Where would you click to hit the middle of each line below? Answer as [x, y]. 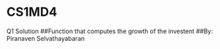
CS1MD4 [32, 12]
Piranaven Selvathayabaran [45, 38]
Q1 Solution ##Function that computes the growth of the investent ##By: [110, 31]
